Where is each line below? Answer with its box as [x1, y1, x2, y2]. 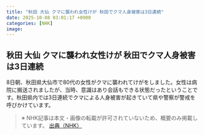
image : [6, 26, 23, 32]
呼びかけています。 [6, 102, 54, 109]
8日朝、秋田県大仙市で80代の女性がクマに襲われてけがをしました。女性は [6, 78, 192, 86]
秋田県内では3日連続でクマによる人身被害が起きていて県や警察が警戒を [16, 94, 196, 101]
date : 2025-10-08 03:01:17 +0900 [6, 15, 91, 21]
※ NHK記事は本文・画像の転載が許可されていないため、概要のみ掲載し [21, 114, 198, 122]
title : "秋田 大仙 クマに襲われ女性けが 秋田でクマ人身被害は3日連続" [6, 9, 164, 15]
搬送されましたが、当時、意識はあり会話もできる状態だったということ [16, 86, 193, 94]
